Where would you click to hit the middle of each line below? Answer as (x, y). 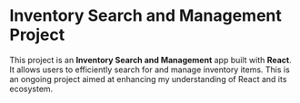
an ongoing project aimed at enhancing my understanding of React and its (148, 79)
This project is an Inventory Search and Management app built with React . (151, 60)
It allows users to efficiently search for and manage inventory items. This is (150, 70)
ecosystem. (31, 89)
